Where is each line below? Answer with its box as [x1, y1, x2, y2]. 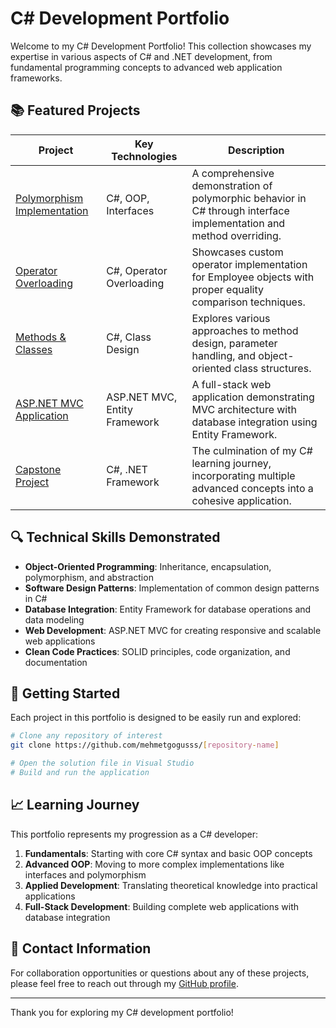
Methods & [15, 330, 67, 344]
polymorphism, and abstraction [24, 571, 154, 583]
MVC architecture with [191, 402, 297, 416]
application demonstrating [191, 390, 315, 404]
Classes [15, 342, 53, 356]
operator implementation [191, 257, 308, 271]
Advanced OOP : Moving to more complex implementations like [24, 858, 285, 870]
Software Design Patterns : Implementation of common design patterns [24, 582, 320, 594]
